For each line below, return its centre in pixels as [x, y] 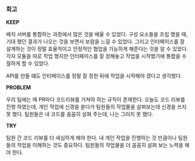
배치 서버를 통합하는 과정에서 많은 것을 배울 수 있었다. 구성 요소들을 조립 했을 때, [97, 34]
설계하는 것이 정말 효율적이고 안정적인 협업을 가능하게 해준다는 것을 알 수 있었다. [97, 49]
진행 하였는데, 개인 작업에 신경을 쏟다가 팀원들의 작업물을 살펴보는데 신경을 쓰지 [96, 107]
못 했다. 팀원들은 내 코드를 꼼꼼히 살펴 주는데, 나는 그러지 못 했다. [80, 114]
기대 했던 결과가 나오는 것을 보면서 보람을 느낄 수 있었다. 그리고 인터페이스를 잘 [95, 41]
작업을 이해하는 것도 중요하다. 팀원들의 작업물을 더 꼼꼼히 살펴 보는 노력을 [100, 145]
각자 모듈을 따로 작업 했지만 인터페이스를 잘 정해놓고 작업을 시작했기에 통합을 [93, 56]
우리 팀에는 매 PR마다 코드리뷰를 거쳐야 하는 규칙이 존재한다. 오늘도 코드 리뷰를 [96, 100]
